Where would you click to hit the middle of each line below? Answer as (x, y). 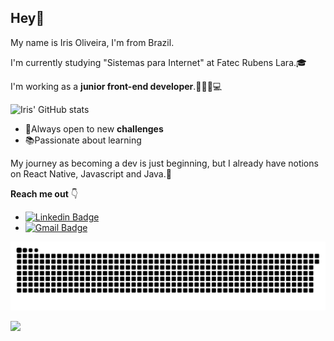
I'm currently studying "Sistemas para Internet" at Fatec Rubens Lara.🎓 (158, 62)
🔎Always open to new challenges (94, 128)
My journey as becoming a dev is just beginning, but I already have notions (164, 163)
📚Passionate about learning (83, 140)
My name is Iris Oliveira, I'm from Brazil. (92, 42)
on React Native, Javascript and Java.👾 (91, 173)
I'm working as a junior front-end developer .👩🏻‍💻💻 (116, 86)
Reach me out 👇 (44, 193)
